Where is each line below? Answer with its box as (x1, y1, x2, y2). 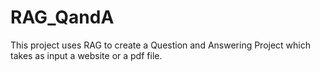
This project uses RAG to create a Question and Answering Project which (10, 39, 312, 51)
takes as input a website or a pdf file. (10, 49, 163, 61)
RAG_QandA (10, 6, 115, 29)
